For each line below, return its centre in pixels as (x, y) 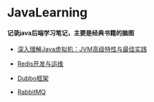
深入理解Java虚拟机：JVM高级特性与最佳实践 (82, 49)
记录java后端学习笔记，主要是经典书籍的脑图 (71, 33)
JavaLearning (47, 13)
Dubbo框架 (33, 78)
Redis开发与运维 (40, 64)
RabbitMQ (31, 92)
